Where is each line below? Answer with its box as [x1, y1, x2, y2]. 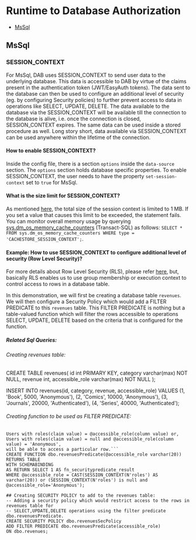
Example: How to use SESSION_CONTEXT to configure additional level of [6, 249, 187, 256]
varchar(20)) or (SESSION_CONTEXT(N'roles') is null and [6, 477, 148, 483]
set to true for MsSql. [26, 179, 78, 186]
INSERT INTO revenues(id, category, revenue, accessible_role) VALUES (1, [6, 387, 185, 394]
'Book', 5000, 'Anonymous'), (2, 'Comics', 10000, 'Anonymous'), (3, [6, 393, 168, 400]
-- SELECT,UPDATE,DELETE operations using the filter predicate [6, 508, 166, 514]
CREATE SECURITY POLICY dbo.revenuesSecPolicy [6, 518, 122, 524]
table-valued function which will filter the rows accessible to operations [6, 311, 178, 318]
